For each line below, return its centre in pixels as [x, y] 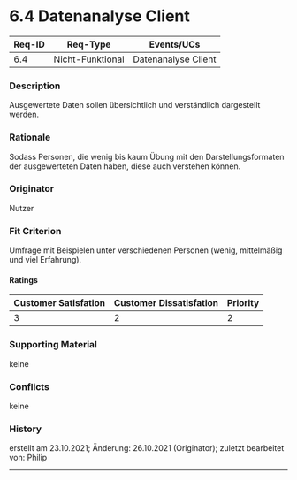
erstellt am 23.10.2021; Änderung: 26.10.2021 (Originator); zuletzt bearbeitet [147, 448]
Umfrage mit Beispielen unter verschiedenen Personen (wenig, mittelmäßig [146, 250]
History [26, 429]
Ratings [23, 279]
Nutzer [22, 208]
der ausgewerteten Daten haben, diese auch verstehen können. [125, 166]
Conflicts [30, 386]
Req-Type [89, 44]
